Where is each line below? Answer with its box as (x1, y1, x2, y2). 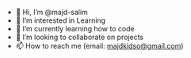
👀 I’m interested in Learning (15, 16, 105, 25)
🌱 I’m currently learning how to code (15, 24, 135, 33)
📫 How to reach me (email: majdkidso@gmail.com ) (15, 42, 184, 50)
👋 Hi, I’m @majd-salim (15, 8, 89, 16)
